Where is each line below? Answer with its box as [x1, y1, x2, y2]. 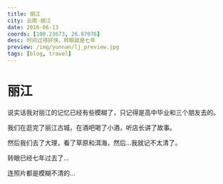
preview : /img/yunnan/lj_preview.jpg [7, 44, 120, 51]
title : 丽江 [7, 10, 41, 18]
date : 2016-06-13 [7, 24, 59, 31]
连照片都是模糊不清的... [7, 168, 76, 177]
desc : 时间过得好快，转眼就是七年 [7, 37, 96, 44]
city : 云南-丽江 [7, 17, 51, 24]
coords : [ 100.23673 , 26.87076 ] [7, 30, 100, 38]
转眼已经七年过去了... [7, 153, 70, 162]
